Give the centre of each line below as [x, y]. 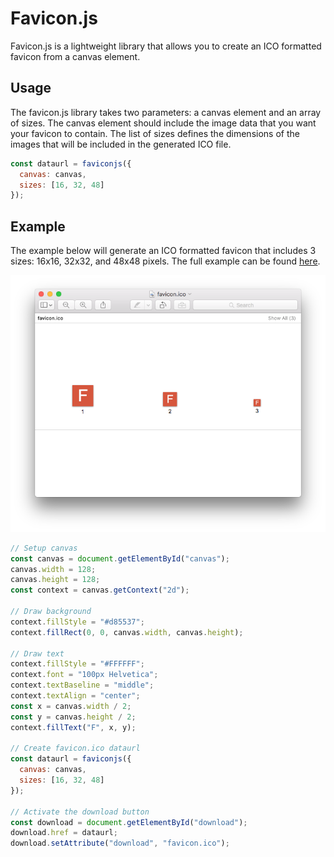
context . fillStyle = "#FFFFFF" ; [77, 664]
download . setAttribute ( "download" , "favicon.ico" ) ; [120, 843]
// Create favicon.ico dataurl [75, 748]
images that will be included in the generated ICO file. [121, 144]
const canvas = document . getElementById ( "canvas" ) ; [120, 558]
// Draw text [37, 653]
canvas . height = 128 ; [55, 580]
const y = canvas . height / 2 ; [73, 717]
